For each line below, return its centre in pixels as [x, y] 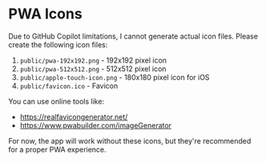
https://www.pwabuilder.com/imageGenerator [96, 125]
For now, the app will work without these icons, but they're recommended [130, 140]
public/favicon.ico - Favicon [69, 86]
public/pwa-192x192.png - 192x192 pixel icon [93, 60]
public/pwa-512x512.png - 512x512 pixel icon [93, 68]
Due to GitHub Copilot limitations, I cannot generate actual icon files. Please [133, 36]
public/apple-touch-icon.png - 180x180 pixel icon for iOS [115, 77]
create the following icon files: [58, 44]
